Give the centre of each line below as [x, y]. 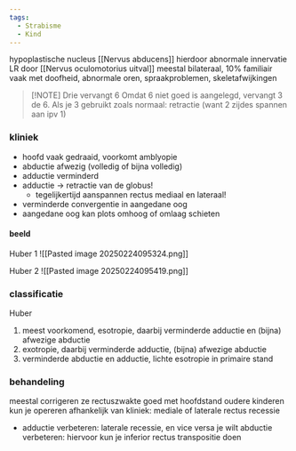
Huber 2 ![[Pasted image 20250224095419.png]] [99, 270]
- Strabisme [40, 26]
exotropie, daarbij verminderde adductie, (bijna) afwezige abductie [144, 350]
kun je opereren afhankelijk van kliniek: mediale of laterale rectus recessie [144, 411]
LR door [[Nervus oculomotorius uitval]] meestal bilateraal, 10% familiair [141, 68]
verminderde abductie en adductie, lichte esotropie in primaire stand [148, 359]
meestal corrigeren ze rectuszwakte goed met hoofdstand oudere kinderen [147, 401]
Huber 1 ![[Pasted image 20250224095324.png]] [99, 254]
